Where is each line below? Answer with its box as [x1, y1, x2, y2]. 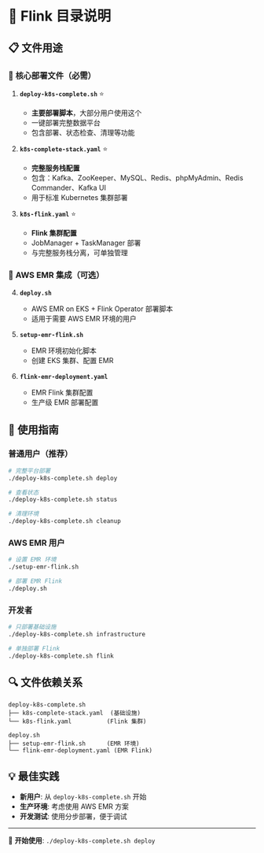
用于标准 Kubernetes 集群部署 [31, 192, 128, 202]
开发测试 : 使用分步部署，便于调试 [19, 812, 127, 821]
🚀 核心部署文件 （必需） [8, 70, 97, 81]
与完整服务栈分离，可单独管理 [31, 247, 128, 257]
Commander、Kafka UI [31, 183, 106, 192]
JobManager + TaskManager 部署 [31, 238, 141, 247]
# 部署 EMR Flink [8, 577, 63, 585]
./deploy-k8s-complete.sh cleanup [8, 517, 122, 525]
